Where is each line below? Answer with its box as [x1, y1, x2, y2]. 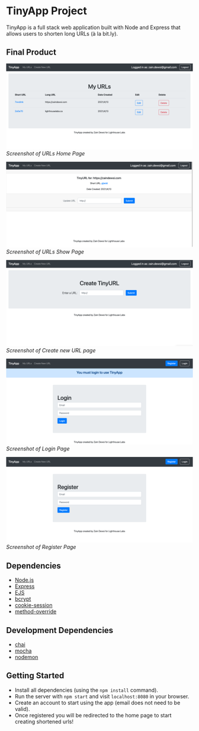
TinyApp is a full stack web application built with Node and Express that [6, 24, 181, 31]
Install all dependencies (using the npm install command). [14, 686, 159, 694]
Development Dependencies [6, 625, 114, 635]
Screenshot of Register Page [6, 544, 76, 551]
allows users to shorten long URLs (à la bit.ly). [6, 30, 118, 37]
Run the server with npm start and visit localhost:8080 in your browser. [14, 692, 190, 700]
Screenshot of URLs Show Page [6, 248, 85, 256]
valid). [14, 705, 30, 713]
